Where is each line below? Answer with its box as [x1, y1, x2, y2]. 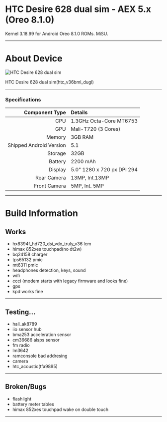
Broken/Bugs [5, 383, 47, 391]
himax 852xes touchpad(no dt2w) [12, 246, 82, 252]
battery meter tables [12, 401, 55, 407]
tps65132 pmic [12, 257, 43, 263]
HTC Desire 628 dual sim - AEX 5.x [5, 3, 152, 15]
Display [48, 166, 66, 173]
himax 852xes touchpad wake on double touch [12, 406, 109, 413]
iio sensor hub [12, 326, 42, 332]
